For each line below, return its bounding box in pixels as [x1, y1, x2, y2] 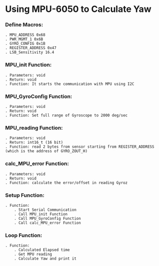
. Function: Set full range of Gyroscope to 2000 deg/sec [5, 113, 128, 118]
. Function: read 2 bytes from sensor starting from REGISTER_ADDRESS [5, 144, 155, 150]
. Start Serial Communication [14, 207, 77, 212]
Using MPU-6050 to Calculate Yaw [5, 3, 152, 15]
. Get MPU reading [14, 252, 52, 257]
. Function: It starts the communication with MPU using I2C [5, 81, 135, 87]
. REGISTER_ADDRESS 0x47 [5, 46, 57, 51]
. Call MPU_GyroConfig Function [14, 216, 81, 221]
